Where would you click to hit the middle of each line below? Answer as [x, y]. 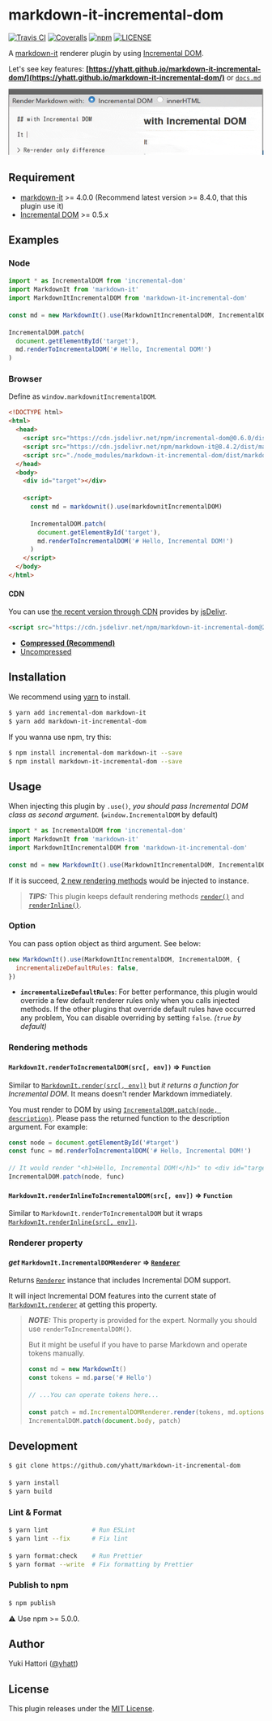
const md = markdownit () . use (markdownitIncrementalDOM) [126, 507]
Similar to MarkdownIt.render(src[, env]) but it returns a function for [123, 1085]
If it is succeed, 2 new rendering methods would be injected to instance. [129, 880]
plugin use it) [42, 205]
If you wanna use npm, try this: [60, 737]
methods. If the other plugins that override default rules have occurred [138, 1010]
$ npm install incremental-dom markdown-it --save [96, 753]
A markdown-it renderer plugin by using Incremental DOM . [106, 53]
